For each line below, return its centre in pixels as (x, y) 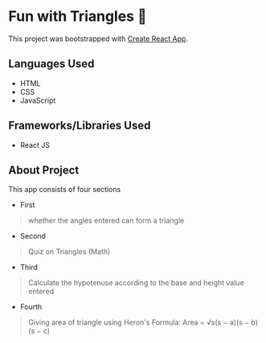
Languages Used (51, 64)
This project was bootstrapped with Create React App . (98, 39)
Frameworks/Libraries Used (80, 126)
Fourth (31, 307)
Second (33, 236)
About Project (44, 170)
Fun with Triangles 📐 (78, 16)
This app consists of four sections (65, 190)
